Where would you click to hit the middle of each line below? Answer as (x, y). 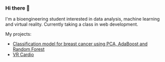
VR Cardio (23, 54)
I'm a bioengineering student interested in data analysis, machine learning (82, 19)
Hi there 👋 (18, 8)
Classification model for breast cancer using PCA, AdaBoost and (80, 44)
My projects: (18, 34)
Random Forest (28, 49)
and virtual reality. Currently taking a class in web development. (72, 24)
